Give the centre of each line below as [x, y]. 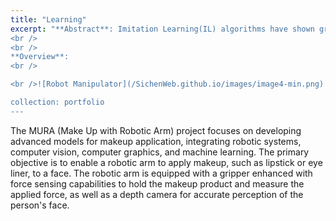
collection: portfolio [57, 102]
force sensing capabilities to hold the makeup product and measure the [157, 183]
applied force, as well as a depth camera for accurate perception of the [157, 194]
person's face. [40, 205]
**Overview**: [40, 57]
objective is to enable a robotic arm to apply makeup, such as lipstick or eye [166, 162]
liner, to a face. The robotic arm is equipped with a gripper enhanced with [161, 173]
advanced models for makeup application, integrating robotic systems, [156, 141]
